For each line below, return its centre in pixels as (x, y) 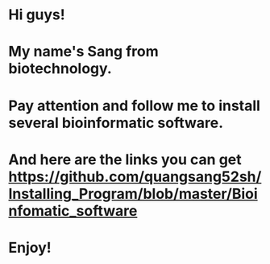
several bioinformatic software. (116, 123)
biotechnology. (60, 69)
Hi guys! (37, 15)
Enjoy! (30, 248)
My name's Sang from (83, 52)
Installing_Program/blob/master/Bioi (133, 194)
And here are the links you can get (125, 159)
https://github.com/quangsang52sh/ (135, 177)
